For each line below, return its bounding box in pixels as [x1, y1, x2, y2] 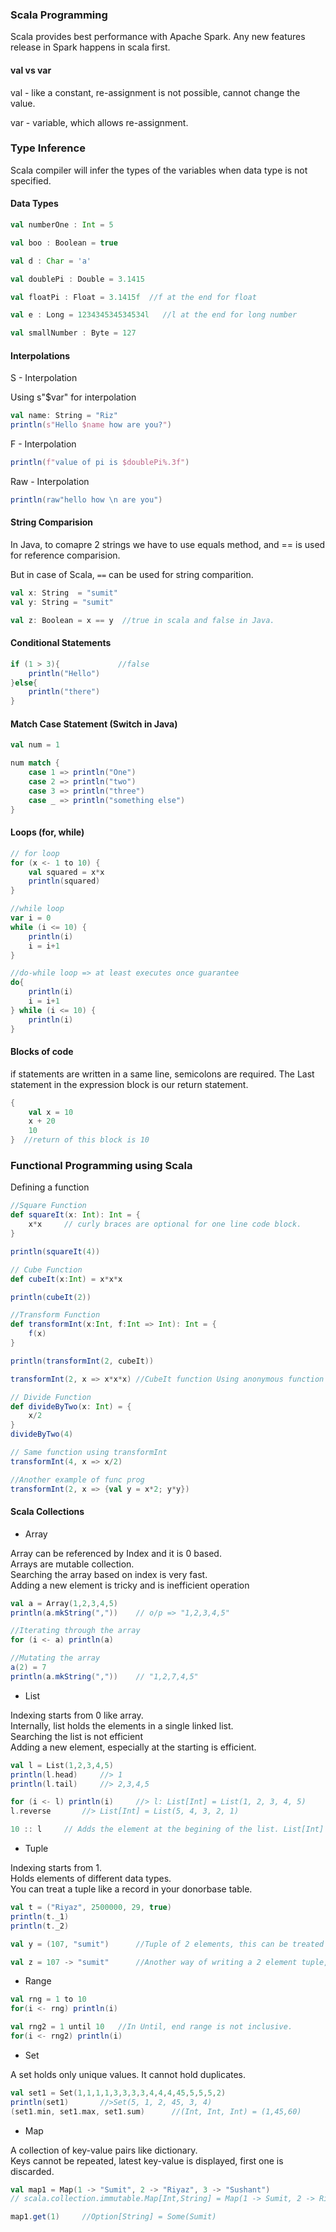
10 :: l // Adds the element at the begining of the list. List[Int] [10, 1824, 325, 1835]
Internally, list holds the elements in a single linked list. [10, 1719, 234, 1732]
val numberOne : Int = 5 [10, 220, 114, 230]
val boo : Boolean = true [10, 238, 118, 248]
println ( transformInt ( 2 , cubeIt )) [10, 1356, 155, 1366]
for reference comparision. [10, 549, 121, 562]
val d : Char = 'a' [10, 256, 92, 266]
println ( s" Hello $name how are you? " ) [10, 420, 172, 430]
